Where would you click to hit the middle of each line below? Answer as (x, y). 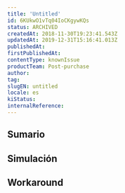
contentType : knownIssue (44, 60)
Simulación (32, 159)
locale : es (23, 93)
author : (19, 73)
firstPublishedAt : (34, 54)
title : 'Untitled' (34, 14)
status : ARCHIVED (33, 27)
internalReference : (36, 106)
